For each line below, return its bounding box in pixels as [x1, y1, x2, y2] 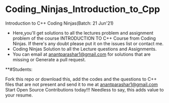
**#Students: [5, 66, 33, 72]
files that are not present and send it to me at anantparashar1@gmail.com [5, 81, 158, 87]
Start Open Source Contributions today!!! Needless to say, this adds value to [5, 86, 164, 92]
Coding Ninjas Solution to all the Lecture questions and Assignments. [12, 46, 157, 52]
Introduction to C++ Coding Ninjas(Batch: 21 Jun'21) [5, 20, 114, 26]
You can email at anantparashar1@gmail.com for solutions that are [12, 51, 151, 57]
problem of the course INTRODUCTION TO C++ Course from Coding [12, 35, 156, 41]
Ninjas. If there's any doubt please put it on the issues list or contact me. [12, 40, 163, 46]
